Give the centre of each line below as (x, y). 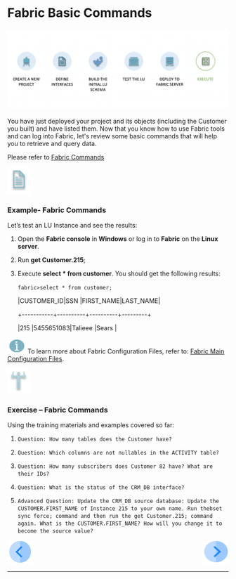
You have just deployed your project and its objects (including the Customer (117, 121)
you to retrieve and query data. (52, 143)
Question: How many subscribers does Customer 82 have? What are (115, 467)
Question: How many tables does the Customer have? (94, 440)
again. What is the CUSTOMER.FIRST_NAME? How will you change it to (120, 524)
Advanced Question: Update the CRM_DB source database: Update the (118, 501)
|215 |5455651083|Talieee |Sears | (67, 328)
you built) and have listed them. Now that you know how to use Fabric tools (116, 129)
